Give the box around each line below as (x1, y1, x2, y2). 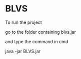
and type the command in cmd (5, 38, 68, 45)
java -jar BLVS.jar (5, 48, 41, 54)
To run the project (5, 19, 42, 25)
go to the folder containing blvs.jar (5, 29, 76, 35)
